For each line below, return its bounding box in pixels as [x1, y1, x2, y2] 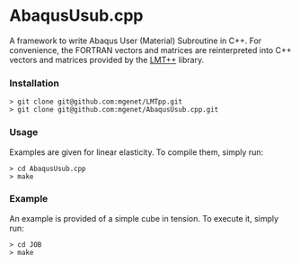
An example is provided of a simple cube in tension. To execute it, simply [9, 213, 279, 223]
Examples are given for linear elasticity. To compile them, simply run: [9, 146, 263, 158]
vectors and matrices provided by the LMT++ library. [9, 54, 205, 65]
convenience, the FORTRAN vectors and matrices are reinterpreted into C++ [9, 44, 292, 55]
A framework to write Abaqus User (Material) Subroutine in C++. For [9, 35, 262, 46]
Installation [9, 77, 60, 89]
